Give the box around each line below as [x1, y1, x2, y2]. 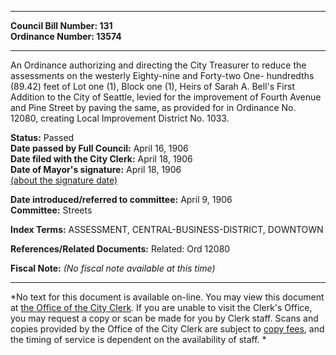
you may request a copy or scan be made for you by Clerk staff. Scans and [10, 312, 319, 324]
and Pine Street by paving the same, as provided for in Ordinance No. [10, 102, 297, 113]
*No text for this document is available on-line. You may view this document [10, 291, 325, 303]
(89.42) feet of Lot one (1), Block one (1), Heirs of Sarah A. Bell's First [10, 81, 295, 92]
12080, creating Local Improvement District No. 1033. [10, 112, 230, 124]
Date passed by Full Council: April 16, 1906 [10, 142, 189, 154]
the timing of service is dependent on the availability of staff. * [10, 334, 267, 345]
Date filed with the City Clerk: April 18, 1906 [10, 153, 193, 165]
